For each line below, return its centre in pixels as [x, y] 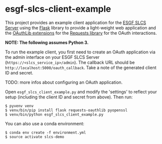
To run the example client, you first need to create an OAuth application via [80, 52]
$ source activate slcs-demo [35, 137]
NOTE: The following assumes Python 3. [47, 42]
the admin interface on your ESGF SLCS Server [52, 57]
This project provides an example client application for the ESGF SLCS [76, 23]
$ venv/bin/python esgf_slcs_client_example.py [54, 114]
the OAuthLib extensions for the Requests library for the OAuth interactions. [81, 33]
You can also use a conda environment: [45, 123]
